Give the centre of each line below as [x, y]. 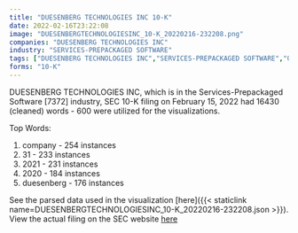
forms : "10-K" [35, 67]
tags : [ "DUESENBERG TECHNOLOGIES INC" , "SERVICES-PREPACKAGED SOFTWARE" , [146, 58]
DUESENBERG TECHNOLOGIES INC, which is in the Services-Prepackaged [146, 92]
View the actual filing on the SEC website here [94, 219]
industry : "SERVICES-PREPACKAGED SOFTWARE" [91, 50]
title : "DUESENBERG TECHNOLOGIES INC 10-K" [91, 17]
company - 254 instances [69, 145]
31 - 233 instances [56, 154]
